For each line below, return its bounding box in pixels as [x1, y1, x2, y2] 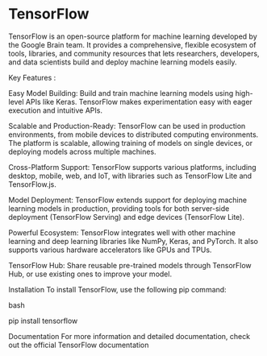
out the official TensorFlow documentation [8, 340, 149, 350]
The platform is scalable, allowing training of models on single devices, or [8, 138, 253, 147]
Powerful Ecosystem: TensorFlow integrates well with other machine [8, 227, 236, 238]
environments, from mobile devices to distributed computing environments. [8, 130, 259, 139]
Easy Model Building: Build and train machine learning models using [8, 88, 234, 97]
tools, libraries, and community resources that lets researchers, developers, [8, 48, 260, 58]
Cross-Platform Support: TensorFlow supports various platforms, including [8, 162, 257, 172]
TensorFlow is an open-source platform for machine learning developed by [8, 31, 258, 41]
